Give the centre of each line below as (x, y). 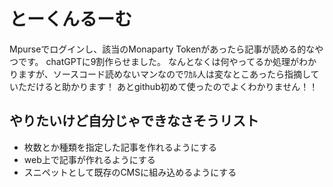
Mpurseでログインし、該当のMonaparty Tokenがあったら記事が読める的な (162, 49)
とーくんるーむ (71, 19)
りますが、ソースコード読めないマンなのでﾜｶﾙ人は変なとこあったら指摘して (164, 74)
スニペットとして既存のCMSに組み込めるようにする (130, 172)
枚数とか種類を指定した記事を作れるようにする (120, 147)
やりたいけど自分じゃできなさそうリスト (134, 121)
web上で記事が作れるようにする (89, 159)
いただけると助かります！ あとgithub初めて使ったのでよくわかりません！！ (164, 86)
